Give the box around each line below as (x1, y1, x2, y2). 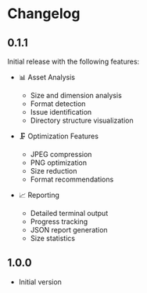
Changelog (7, 5, 81, 23)
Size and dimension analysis (30, 91, 122, 100)
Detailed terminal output (30, 209, 109, 218)
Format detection (30, 99, 86, 108)
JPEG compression (30, 150, 92, 159)
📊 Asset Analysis (18, 72, 76, 82)
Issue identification (30, 108, 92, 116)
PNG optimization (30, 158, 88, 167)
